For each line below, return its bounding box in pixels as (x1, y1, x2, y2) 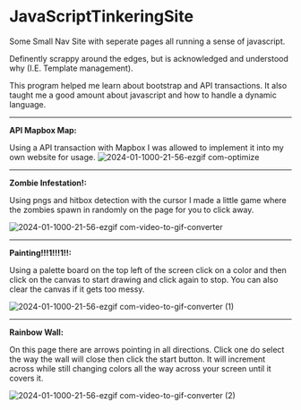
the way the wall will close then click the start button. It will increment (9, 354, 266, 364)
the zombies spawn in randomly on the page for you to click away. (9, 204, 254, 215)
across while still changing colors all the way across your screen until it (9, 363, 271, 373)
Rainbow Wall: (9, 327, 64, 337)
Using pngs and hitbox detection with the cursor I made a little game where (9, 194, 287, 205)
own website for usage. (9, 151, 96, 162)
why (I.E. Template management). (9, 63, 133, 73)
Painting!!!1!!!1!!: (9, 247, 72, 258)
